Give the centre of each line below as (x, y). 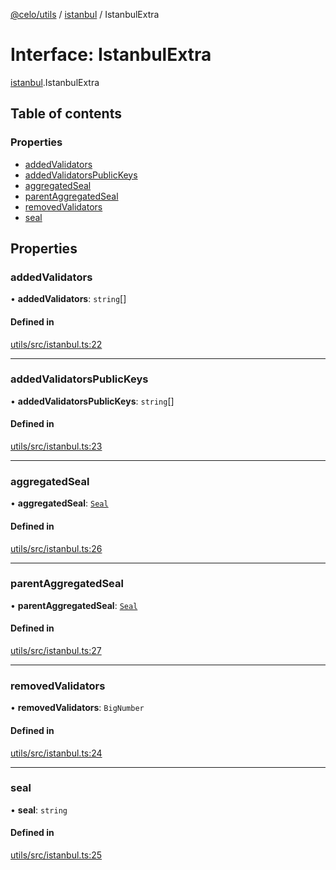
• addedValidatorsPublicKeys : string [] (92, 401)
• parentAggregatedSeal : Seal (74, 605)
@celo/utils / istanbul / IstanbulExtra (85, 14)
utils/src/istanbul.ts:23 (56, 446)
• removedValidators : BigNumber (77, 708)
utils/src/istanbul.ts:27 (56, 651)
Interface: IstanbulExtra (111, 55)
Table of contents (66, 114)
